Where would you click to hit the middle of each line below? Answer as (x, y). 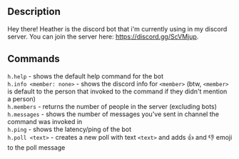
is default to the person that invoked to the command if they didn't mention (117, 91)
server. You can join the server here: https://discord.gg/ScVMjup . (103, 36)
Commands (34, 59)
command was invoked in (45, 121)
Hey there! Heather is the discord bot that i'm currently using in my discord (117, 29)
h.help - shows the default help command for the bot (86, 76)
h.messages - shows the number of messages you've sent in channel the (113, 114)
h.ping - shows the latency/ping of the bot (70, 129)
